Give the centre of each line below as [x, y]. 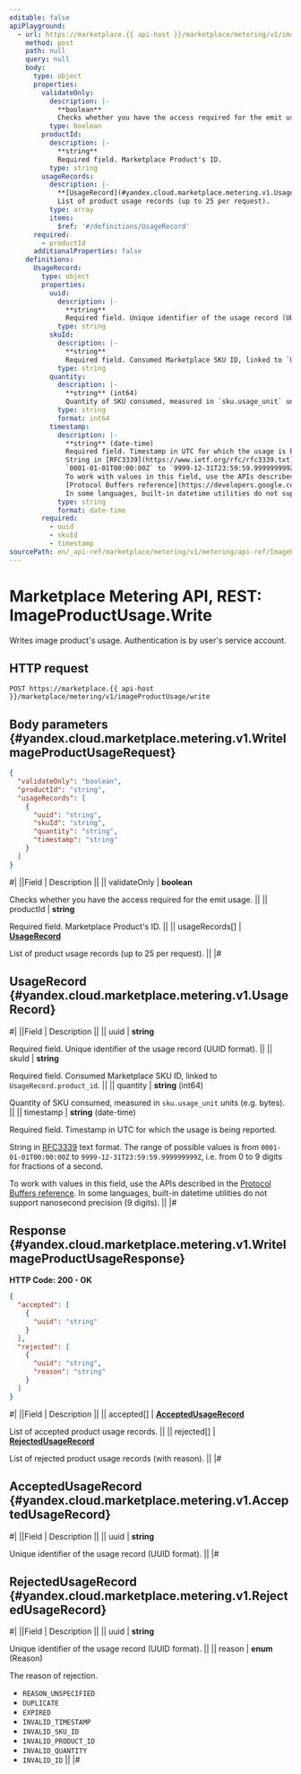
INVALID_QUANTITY [55, 1752]
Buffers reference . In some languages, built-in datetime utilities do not [138, 1193]
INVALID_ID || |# [51, 1760]
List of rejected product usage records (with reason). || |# [116, 1458]
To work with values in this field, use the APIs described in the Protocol [140, 1183]
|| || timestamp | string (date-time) [73, 1112]
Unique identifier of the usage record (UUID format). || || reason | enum [141, 1649]
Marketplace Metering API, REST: [136, 596]
